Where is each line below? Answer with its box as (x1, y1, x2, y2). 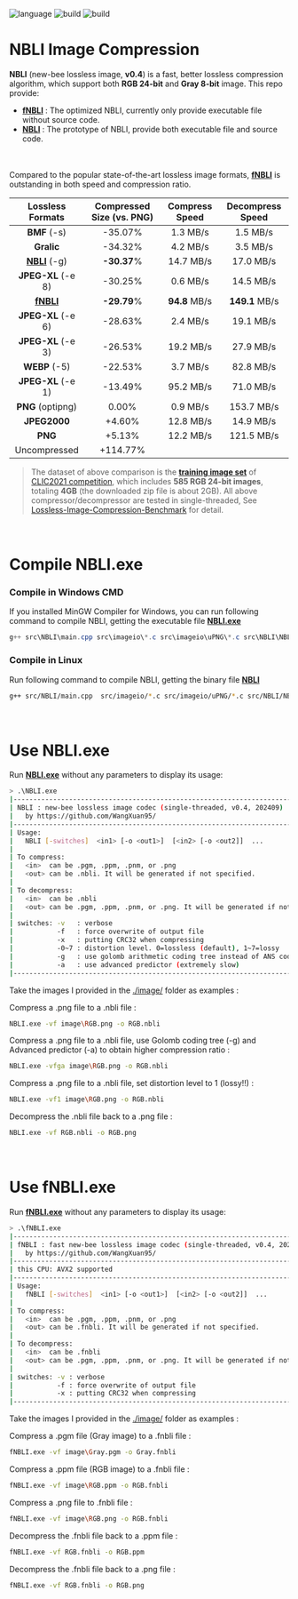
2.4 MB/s (170, 315, 210, 327)
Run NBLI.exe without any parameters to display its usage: (9, 770, 223, 780)
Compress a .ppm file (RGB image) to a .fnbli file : (9, 1464, 190, 1475)
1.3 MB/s (170, 226, 210, 238)
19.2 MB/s (168, 340, 213, 353)
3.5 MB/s (234, 240, 273, 252)
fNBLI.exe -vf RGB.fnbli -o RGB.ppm (9, 1547, 145, 1556)
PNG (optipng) (16, 400, 78, 412)
